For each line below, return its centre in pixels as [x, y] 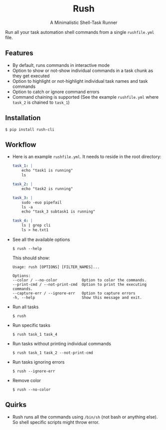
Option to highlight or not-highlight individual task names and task [80, 81]
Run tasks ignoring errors [38, 362]
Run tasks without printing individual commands [62, 343]
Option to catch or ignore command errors [56, 92]
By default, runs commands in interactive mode [61, 65]
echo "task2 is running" [47, 189]
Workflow [21, 144]
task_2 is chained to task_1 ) [41, 102]
